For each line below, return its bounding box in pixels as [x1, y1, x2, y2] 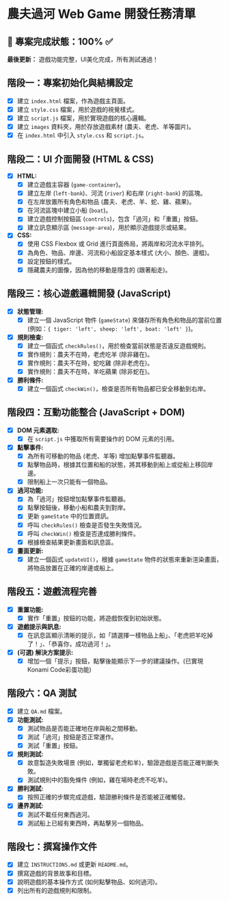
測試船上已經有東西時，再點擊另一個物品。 [27, 819, 148, 827]
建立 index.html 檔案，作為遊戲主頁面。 [16, 97, 130, 105]
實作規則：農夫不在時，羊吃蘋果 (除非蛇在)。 [27, 367, 154, 375]
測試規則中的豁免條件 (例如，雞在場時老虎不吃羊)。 [27, 776, 172, 784]
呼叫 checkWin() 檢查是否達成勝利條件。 [27, 529, 140, 537]
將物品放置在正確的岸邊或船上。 [27, 563, 118, 572]
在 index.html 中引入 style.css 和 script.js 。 [16, 131, 148, 139]
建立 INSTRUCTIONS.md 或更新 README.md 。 [16, 861, 132, 869]
